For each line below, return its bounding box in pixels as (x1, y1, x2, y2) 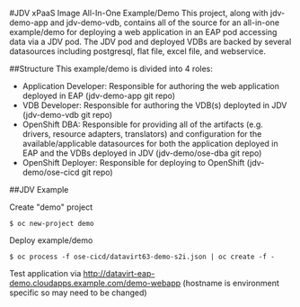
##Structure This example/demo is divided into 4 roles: (9, 63, 213, 74)
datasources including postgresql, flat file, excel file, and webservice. (9, 46, 267, 57)
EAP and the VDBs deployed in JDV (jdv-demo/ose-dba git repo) (22, 148, 262, 158)
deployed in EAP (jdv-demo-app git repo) (22, 90, 176, 101)
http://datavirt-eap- (83, 268, 155, 278)
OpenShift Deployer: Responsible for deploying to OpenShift (22, 158, 245, 167)
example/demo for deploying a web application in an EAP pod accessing (9, 27, 278, 37)
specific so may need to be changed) (9, 287, 147, 298)
